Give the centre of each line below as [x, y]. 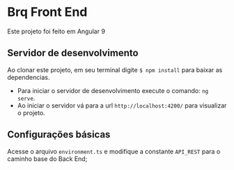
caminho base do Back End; [47, 159]
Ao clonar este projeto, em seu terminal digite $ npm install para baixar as [115, 69]
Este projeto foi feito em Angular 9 [56, 31]
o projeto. [31, 112]
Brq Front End [47, 12]
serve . [26, 98]
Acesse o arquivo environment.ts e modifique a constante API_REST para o [114, 151]
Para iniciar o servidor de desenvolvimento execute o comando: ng [113, 90]
